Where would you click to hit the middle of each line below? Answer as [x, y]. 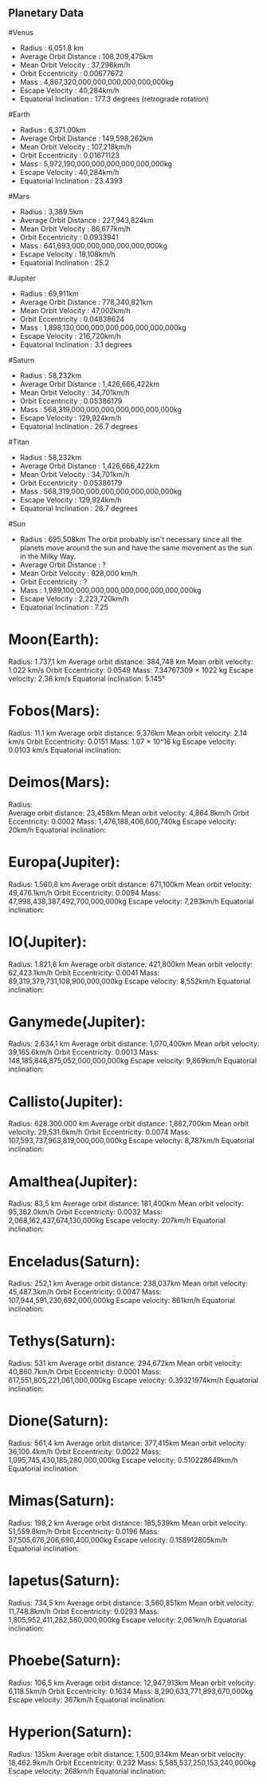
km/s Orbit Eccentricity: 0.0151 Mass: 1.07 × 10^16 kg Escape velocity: [122, 741]
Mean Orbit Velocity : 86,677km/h [75, 228]
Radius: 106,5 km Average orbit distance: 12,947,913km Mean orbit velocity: [132, 1683]
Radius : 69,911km [49, 293]
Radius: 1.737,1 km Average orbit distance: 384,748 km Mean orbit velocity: [131, 662]
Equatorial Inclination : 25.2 [65, 262]
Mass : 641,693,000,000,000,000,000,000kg [93, 245]
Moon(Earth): [54, 639]
